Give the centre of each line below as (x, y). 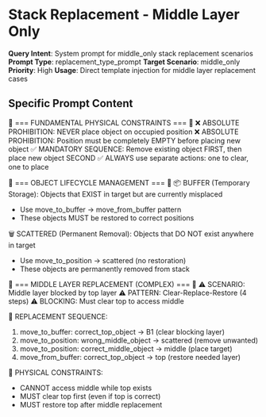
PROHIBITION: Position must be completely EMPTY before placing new (124, 140)
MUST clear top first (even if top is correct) (90, 396)
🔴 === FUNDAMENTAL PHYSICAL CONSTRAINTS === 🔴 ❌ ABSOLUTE (124, 122)
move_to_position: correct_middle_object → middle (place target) (126, 348)
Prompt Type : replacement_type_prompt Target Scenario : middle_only (124, 62)
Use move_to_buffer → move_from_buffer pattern (100, 209)
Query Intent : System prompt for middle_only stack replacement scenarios (131, 53)
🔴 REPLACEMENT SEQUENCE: (58, 316)
